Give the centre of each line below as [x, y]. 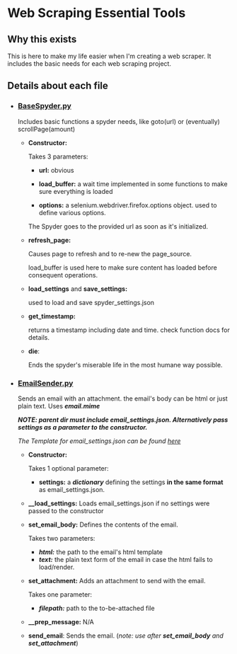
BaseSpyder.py [45, 106]
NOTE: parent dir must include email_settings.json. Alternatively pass [123, 420]
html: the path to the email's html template [100, 552]
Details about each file [58, 86]
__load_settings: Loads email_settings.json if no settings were [119, 503]
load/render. [57, 567]
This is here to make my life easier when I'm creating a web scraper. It [109, 56]
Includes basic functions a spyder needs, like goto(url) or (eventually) [119, 121]
